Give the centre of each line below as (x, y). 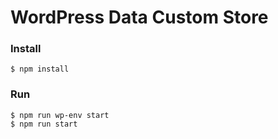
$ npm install (40, 69)
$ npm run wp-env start (60, 115)
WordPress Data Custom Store (139, 17)
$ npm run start (44, 124)
